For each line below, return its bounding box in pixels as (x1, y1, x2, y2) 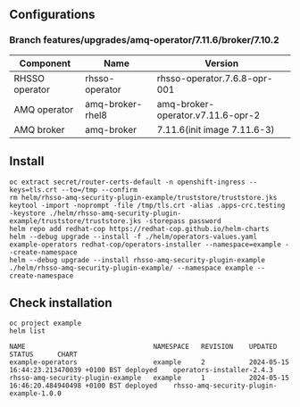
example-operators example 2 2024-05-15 (9, 358, 290, 367)
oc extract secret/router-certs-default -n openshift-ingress (9, 178, 246, 187)
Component (19, 57, 71, 70)
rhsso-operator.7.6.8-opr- (156, 71, 273, 84)
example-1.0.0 (9, 389, 62, 398)
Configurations (9, 7, 96, 22)
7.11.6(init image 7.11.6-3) (156, 123, 275, 136)
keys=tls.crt (9, 185, 58, 195)
